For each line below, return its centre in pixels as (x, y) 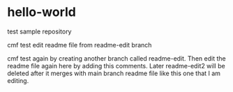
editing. (18, 80)
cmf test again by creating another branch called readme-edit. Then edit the (116, 58)
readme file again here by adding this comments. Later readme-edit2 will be (116, 66)
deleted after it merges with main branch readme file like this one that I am (114, 73)
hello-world (42, 12)
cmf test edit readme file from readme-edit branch (80, 45)
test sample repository (39, 31)
